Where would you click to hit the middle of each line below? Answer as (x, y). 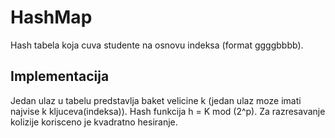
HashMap (51, 17)
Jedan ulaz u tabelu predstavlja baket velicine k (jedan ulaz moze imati (156, 100)
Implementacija (60, 76)
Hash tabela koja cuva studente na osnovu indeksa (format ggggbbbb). (157, 45)
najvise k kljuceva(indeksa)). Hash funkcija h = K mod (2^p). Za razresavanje (168, 111)
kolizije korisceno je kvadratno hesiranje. (94, 122)
